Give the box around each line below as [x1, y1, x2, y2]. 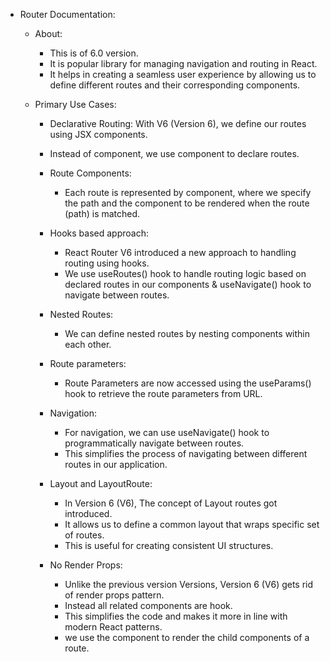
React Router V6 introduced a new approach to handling [64, 247, 297, 258]
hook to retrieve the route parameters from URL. [64, 388, 263, 399]
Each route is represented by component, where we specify [64, 187, 312, 198]
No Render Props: [49, 559, 123, 571]
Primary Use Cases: [34, 99, 117, 110]
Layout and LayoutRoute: [49, 478, 153, 489]
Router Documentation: [19, 9, 116, 20]
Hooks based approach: [49, 227, 149, 239]
